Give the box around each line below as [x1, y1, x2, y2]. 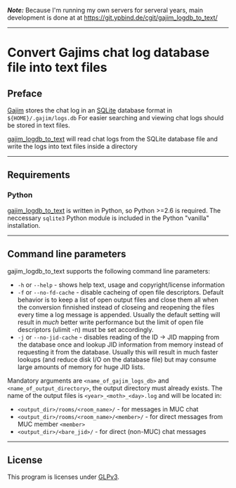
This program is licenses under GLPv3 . [7, 473, 119, 481]
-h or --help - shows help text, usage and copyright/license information [17, 281, 225, 289]
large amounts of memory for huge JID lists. [17, 362, 145, 371]
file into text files [7, 60, 107, 76]
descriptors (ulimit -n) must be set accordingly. [17, 325, 154, 333]
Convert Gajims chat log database [7, 45, 210, 60]
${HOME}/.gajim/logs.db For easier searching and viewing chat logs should [7, 114, 224, 122]
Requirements [7, 169, 70, 181]
